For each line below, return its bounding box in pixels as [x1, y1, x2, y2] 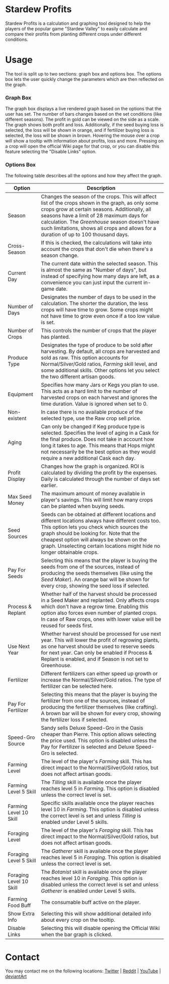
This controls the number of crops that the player [41, 327, 157, 334]
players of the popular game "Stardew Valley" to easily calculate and [5, 25, 147, 31]
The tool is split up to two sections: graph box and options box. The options [5, 71, 162, 77]
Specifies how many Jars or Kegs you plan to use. [41, 382, 159, 389]
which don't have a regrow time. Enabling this [41, 603, 148, 610]
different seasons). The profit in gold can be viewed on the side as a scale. [5, 116, 160, 122]
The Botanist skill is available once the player [41, 868, 147, 875]
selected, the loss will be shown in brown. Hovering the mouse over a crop [5, 132, 160, 138]
